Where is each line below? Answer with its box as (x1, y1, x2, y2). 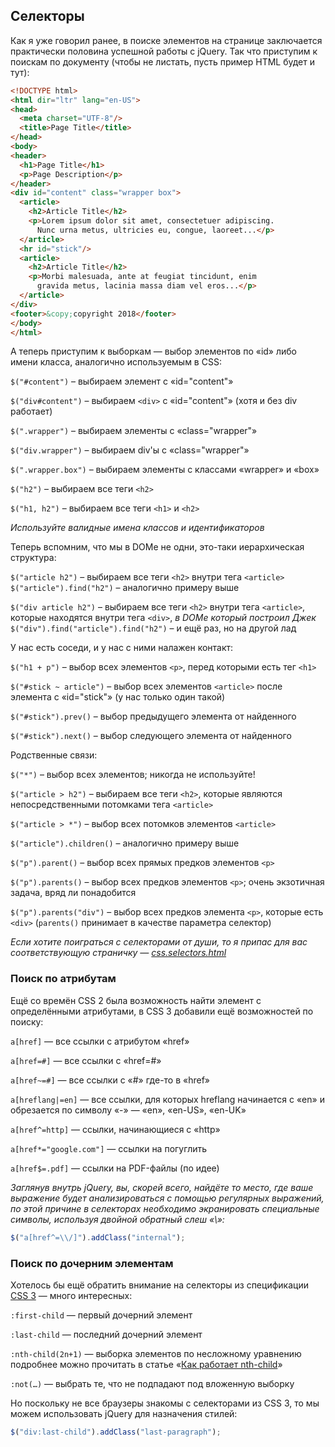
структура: (10, 552, 57, 564)
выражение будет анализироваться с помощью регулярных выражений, (10, 1192, 325, 1204)
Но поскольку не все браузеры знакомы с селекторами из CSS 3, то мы (10, 1397, 320, 1409)
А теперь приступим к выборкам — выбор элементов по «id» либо (10, 345, 297, 358)
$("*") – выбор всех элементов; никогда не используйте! (10, 769, 256, 781)
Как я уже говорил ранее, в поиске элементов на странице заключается (10, 34, 323, 46)
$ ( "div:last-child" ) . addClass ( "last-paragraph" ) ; (10, 1427, 222, 1437)
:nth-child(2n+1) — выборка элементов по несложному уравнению (10, 1347, 302, 1359)
